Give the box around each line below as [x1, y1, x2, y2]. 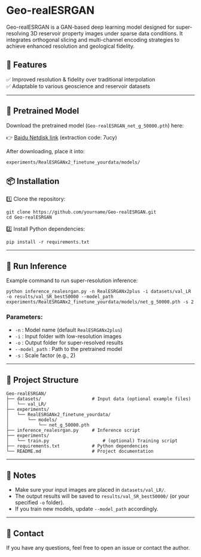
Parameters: [6, 313, 43, 321]
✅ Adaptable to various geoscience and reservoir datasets [6, 82, 151, 90]
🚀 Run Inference [6, 261, 67, 271]
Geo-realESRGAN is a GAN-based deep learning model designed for [6, 23, 175, 31]
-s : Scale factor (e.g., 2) [14, 352, 76, 359]
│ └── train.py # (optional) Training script [6, 438, 178, 444]
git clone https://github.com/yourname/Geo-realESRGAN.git [6, 209, 157, 216]
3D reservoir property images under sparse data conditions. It [30, 29, 183, 37]
